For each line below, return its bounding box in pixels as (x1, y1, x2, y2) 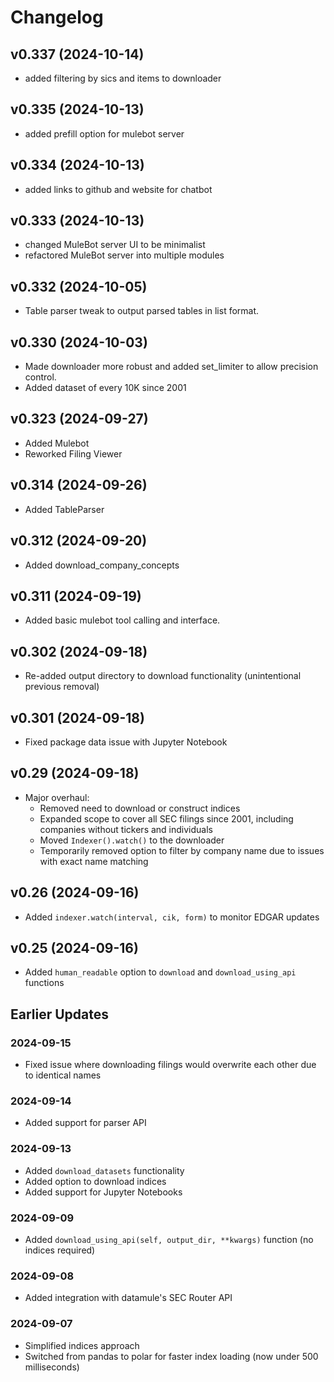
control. (24, 371, 57, 383)
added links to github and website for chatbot (24, 183, 213, 195)
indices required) (24, 1244, 96, 1256)
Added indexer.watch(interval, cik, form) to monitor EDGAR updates (24, 911, 320, 923)
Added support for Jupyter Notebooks (24, 1186, 183, 1198)
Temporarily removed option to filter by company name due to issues (39, 844, 325, 856)
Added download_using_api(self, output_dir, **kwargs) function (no (24, 1233, 314, 1245)
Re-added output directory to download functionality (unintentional (24, 670, 302, 682)
